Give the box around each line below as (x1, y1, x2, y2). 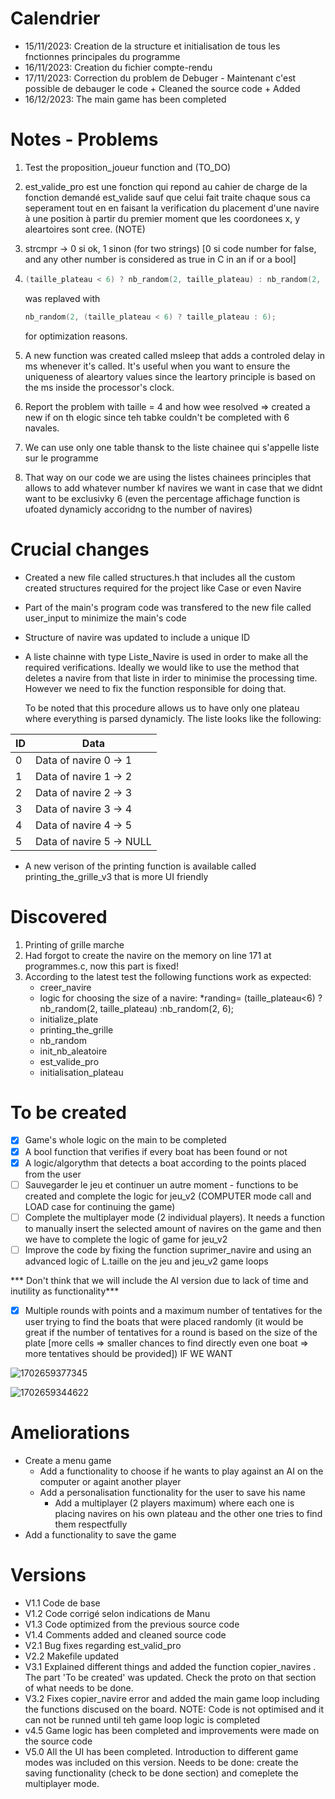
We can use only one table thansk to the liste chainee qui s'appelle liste (24, 441, 320, 453)
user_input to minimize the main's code (24, 612, 187, 624)
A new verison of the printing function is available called (24, 860, 257, 872)
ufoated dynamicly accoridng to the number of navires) (24, 503, 253, 515)
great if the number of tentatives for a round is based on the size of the (24, 1326, 318, 1338)
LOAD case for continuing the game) (24, 1200, 176, 1212)
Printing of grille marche (24, 938, 125, 951)
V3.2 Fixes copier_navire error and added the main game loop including (24, 1692, 320, 1704)
